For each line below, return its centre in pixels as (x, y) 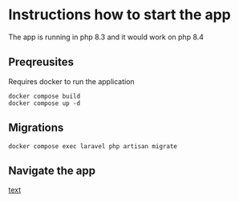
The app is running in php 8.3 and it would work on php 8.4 (106, 37)
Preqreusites (41, 62)
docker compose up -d (45, 103)
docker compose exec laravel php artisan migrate (93, 146)
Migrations (36, 128)
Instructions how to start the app (119, 15)
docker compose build (45, 96)
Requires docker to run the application (71, 81)
